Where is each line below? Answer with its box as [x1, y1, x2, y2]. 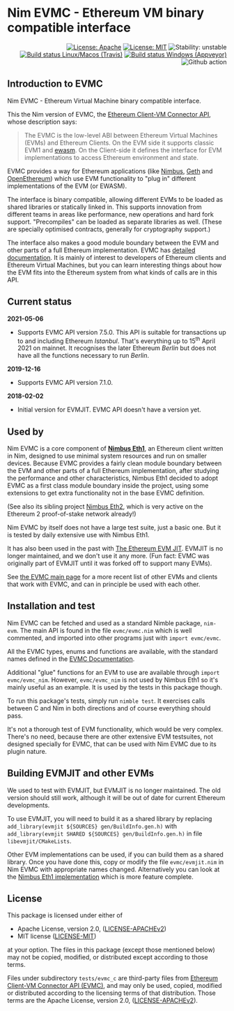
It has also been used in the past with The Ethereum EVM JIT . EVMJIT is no [7, 544, 224, 553]
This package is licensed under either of [7, 911, 123, 919]
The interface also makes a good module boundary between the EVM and [7, 238, 219, 247]
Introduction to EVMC [7, 78, 103, 90]
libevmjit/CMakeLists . [7, 836, 72, 845]
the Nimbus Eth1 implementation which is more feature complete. [7, 872, 194, 881]
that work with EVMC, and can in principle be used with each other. [7, 580, 201, 588]
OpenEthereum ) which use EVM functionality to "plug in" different [7, 174, 196, 182]
